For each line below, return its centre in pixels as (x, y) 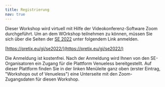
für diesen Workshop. (58, 79)
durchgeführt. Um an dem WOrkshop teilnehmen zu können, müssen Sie (79, 34)
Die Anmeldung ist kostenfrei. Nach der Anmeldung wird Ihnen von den (77, 58)
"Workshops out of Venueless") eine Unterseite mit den (61, 74)
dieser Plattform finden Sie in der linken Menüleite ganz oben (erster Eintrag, (83, 68)
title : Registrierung (27, 10)
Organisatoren (20, 63)
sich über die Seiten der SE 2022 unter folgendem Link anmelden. (72, 39)
